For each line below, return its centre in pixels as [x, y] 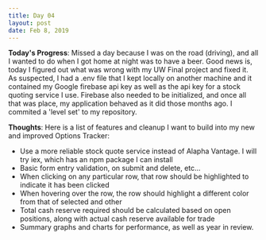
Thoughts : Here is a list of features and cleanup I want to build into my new [132, 127]
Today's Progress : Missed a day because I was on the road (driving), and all [133, 53]
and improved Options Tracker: [59, 136]
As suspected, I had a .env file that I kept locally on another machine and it [130, 78]
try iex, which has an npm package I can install [96, 160]
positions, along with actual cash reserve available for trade [117, 219]
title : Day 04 [32, 15]
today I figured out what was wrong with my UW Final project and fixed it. [128, 70]
